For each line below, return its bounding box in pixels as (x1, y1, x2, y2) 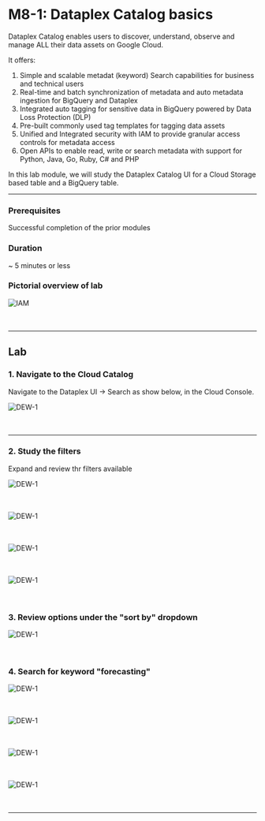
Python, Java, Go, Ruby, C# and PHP (19, 154, 140, 163)
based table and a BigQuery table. (8, 177, 119, 187)
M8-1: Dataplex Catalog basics (8, 6, 214, 24)
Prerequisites (8, 205, 61, 216)
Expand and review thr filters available (8, 464, 132, 473)
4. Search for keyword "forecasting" (8, 666, 151, 677)
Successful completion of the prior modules (8, 223, 151, 233)
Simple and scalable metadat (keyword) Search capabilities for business (19, 70, 255, 80)
